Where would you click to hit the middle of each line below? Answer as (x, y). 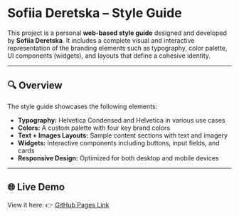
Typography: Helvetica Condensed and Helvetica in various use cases (121, 120)
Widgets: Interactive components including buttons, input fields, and (118, 143)
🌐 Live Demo (36, 187)
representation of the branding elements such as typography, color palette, (117, 48)
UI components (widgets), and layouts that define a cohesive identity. (109, 56)
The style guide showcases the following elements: (83, 106)
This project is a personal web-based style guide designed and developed (117, 33)
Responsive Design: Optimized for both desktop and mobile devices (118, 158)
